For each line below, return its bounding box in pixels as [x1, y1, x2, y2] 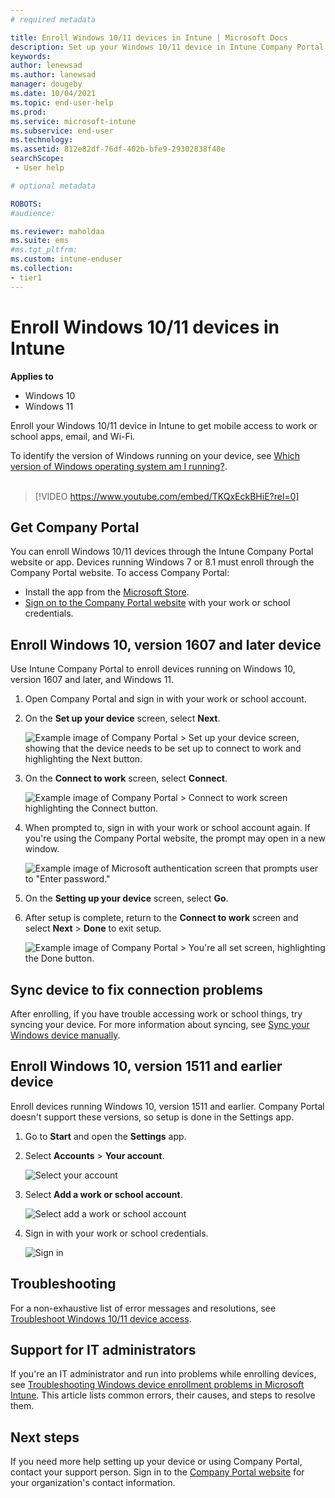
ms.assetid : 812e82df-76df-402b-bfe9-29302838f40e [10, 144, 226, 155]
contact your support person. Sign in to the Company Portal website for [10, 1466, 305, 1478]
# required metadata [10, 14, 97, 25]
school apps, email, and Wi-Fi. [10, 430, 136, 442]
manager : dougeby [10, 79, 83, 90]
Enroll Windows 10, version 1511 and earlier [10, 1058, 283, 1075]
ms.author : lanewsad [10, 70, 97, 80]
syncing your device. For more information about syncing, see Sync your [10, 1019, 310, 1030]
